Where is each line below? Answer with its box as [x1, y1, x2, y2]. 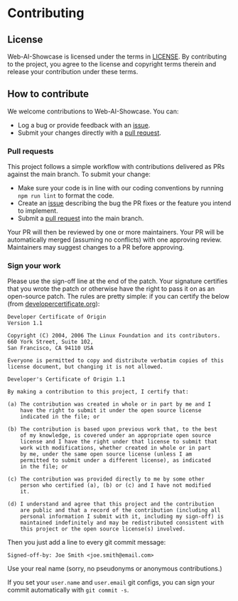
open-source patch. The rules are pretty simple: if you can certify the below [7, 292, 229, 301]
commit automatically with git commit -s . [7, 586, 129, 595]
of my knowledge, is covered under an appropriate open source [20, 432, 212, 439]
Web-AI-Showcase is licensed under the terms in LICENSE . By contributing [7, 52, 227, 61]
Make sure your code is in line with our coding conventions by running [17, 184, 224, 192]
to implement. [17, 207, 58, 215]
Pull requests [7, 146, 54, 156]
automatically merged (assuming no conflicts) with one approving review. [7, 235, 222, 244]
